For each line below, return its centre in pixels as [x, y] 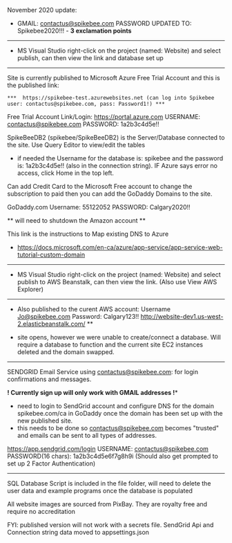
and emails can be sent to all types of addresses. [87, 435]
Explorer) [30, 289]
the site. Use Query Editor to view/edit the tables [76, 145]
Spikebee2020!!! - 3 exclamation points [74, 31]
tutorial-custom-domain [51, 255]
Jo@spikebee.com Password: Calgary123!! [78, 316]
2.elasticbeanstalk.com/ [51, 324]
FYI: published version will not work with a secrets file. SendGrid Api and [110, 525]
